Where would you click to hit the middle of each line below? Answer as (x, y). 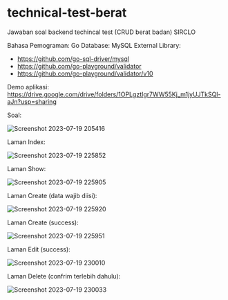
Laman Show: (27, 168)
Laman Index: (27, 142)
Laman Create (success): (43, 222)
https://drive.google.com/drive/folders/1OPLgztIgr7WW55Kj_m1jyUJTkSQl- (114, 94)
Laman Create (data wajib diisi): (52, 195)
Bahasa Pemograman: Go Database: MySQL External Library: (94, 45)
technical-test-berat (67, 13)
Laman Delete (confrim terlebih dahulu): (64, 276)
